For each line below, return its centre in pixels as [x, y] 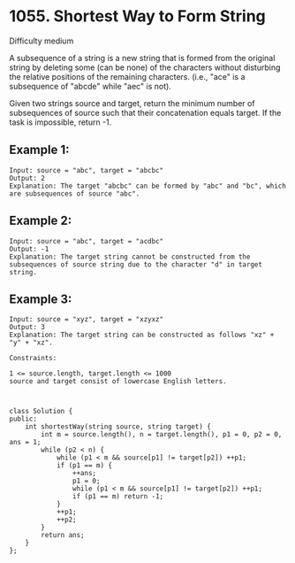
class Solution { [41, 411]
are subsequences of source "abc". [75, 193]
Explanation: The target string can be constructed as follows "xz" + [142, 335]
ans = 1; [25, 442]
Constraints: [33, 359]
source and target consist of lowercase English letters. [118, 382]
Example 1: [39, 150]
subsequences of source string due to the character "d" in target [136, 264]
